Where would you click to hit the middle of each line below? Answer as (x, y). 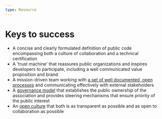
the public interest (31, 101)
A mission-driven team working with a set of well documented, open (82, 79)
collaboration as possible (38, 111)
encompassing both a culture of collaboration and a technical (75, 53)
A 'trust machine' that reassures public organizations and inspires (80, 64)
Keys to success (40, 34)
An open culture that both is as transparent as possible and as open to (84, 106)
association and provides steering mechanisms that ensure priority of (84, 95)
